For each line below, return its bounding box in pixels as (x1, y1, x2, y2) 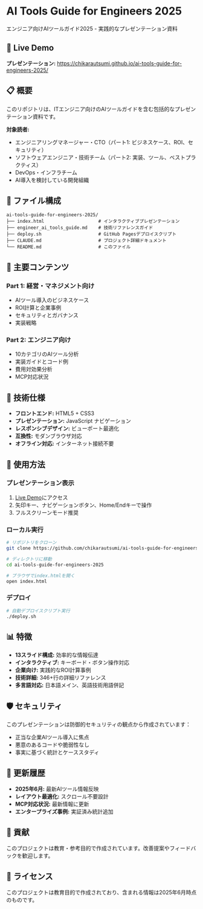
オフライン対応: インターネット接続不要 (14, 440, 114, 448)
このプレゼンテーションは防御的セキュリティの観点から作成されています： (6, 721, 192, 728)
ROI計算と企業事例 (14, 304, 62, 312)
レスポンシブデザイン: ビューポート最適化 (14, 425, 120, 432)
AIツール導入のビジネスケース (14, 297, 89, 304)
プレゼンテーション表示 (6, 479, 74, 487)
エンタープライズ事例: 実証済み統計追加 (14, 808, 114, 815)
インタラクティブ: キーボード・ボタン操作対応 (14, 659, 130, 666)
